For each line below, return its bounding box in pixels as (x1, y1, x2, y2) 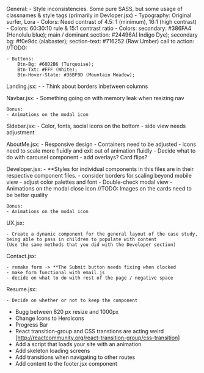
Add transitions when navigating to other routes (15, 353, 136, 361)
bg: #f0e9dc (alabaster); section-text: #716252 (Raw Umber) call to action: (6, 38, 194, 45)
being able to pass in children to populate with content (6, 236, 157, 242)
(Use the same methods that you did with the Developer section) (6, 242, 176, 248)
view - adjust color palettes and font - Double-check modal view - (6, 178, 173, 186)
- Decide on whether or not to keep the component (6, 297, 138, 303)
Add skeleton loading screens (15, 347, 90, 354)
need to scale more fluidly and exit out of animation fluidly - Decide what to (6, 147, 196, 154)
